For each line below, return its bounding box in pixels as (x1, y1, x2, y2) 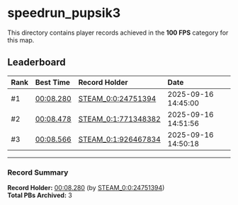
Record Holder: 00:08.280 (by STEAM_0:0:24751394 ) (7, 184, 165, 192)
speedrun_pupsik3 (7, 5, 121, 21)
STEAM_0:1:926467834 (78, 134, 161, 144)
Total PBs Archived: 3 (7, 191, 72, 199)
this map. (7, 35, 35, 44)
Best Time (35, 77, 71, 87)
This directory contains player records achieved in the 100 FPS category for (7, 28, 229, 37)
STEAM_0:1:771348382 (78, 114, 161, 124)
